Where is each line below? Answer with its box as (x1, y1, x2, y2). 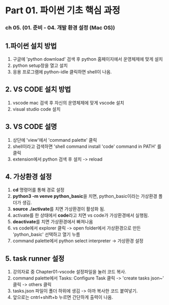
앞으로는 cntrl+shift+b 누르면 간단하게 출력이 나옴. (12, 294, 114, 300)
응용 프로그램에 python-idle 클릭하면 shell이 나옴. (12, 68, 112, 74)
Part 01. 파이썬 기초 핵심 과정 (5, 5, 121, 16)
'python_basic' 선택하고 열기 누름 (12, 232, 80, 238)
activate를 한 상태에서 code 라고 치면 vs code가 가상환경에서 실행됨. (12, 212, 149, 218)
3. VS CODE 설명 (5, 122, 58, 131)
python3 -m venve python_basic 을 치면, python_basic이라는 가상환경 (12, 193, 158, 199)
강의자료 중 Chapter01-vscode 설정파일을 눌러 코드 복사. (12, 269, 126, 275)
